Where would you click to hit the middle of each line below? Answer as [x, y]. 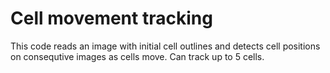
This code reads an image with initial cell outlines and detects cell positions [165, 46]
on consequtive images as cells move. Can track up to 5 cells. [137, 56]
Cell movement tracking [111, 18]
